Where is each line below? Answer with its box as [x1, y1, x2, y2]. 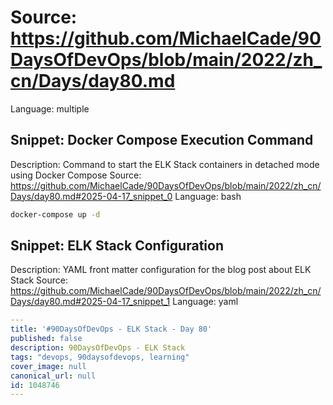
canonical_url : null [10, 371, 97, 381]
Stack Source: [10, 274, 68, 286]
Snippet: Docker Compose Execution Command [10, 132, 314, 149]
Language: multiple [10, 102, 90, 115]
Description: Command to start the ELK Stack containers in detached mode [10, 158, 320, 170]
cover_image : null [10, 361, 87, 371]
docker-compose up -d [10, 209, 101, 220]
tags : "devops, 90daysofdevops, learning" [10, 352, 190, 362]
